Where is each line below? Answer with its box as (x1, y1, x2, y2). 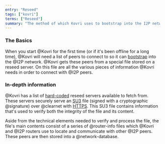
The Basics (5, 37, 32, 44)
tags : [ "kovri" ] (5, 12, 38, 17)
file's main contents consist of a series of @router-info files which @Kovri (5, 123, 154, 129)
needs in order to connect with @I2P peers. (5, 69, 93, 75)
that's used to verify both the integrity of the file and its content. (5, 108, 135, 114)
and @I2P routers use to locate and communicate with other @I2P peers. (5, 128, 153, 134)
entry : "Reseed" (5, 7, 38, 12)
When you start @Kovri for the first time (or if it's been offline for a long (5, 48, 149, 54)
